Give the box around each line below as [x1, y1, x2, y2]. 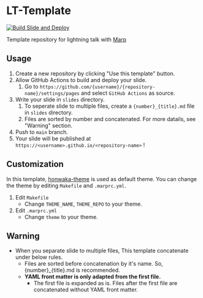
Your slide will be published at [15, 135, 91, 142]
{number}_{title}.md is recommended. [24, 267, 121, 274]
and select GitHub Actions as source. [80, 89, 175, 97]
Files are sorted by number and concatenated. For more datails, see [24, 115, 196, 122]
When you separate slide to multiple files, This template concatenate [15, 247, 189, 255]
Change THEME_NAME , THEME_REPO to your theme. [24, 200, 142, 207]
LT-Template [6, 4, 72, 18]
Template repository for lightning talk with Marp [6, 35, 127, 43]
